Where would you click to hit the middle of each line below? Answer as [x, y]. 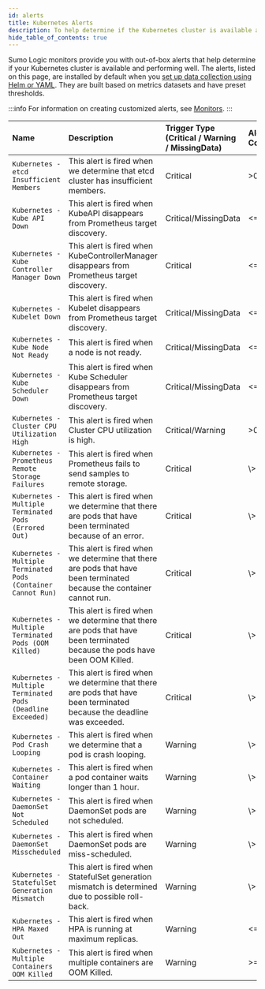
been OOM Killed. [101, 660]
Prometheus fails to [104, 464]
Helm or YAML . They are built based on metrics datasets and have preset [127, 85]
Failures [28, 485]
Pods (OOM [30, 643]
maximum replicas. [103, 939]
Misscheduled [37, 852]
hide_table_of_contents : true [58, 37]
